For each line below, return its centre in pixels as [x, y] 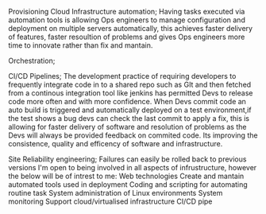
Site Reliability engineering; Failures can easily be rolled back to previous [127, 159]
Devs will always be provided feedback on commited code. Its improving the [133, 135]
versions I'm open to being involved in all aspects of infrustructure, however [133, 167]
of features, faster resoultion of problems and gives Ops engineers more [127, 37]
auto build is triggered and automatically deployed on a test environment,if [130, 110]
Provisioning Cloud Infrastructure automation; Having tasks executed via [127, 12]
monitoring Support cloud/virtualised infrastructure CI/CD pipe [110, 201]
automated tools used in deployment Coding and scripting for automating [128, 185]
